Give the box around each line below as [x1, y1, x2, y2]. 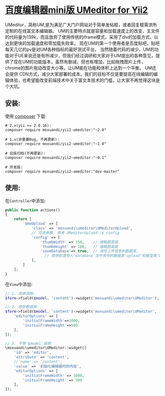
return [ [14, 216, 32, 222]
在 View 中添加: [5, 281, 33, 287]
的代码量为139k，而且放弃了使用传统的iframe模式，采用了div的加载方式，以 [5, 34, 159, 40]
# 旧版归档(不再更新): [5, 151, 46, 156]
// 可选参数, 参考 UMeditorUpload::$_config [31, 230, 120, 235]
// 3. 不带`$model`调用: [5, 341, 53, 346]
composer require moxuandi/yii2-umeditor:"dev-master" [5, 169, 120, 174]
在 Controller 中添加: [5, 198, 46, 204]
